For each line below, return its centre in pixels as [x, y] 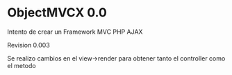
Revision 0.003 [28, 45]
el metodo [22, 65]
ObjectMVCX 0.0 [57, 13]
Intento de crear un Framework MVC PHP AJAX [75, 32]
